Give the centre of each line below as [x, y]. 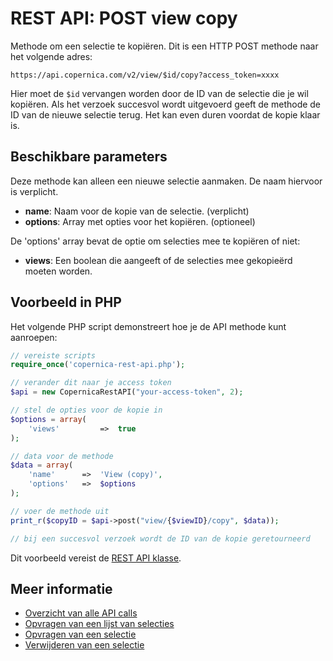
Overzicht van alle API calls [81, 613]
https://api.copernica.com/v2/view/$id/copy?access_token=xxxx [145, 75]
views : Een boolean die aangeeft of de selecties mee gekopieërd [158, 260]
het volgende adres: [51, 56]
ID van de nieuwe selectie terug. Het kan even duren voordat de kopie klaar [165, 114]
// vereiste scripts [53, 355]
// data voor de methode [62, 456]
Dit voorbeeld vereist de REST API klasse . [96, 558]
